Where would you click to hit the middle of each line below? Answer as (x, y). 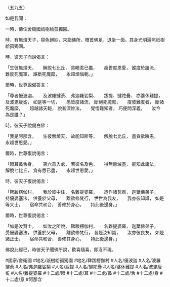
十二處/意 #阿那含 (24, 279)
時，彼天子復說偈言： (27, 181)
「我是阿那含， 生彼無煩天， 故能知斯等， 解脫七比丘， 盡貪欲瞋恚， (81, 136)
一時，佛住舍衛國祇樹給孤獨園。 (38, 29)
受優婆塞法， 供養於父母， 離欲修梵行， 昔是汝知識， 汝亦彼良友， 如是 (85, 232)
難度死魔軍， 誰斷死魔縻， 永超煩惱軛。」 (50, 74)
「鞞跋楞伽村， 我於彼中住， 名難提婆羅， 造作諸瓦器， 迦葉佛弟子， (81, 192)
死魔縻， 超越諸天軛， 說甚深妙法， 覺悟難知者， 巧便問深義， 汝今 (83, 108)
